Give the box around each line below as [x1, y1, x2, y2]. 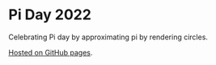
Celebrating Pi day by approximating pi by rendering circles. [8, 32, 209, 42]
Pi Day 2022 [8, 6, 91, 24]
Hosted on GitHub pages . [8, 47, 93, 57]
